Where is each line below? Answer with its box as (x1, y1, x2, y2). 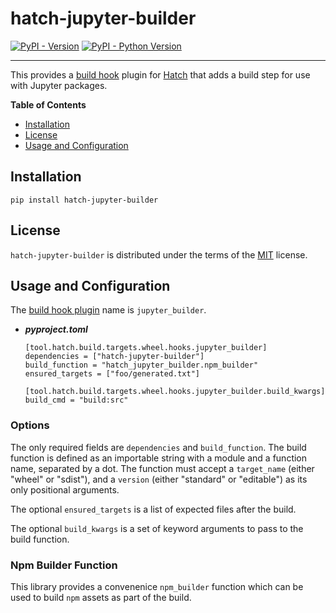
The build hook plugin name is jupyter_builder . (10, 304, 207, 316)
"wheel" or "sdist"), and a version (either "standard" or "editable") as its (10, 473, 308, 485)
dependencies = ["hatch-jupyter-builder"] (24, 352, 205, 362)
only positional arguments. (10, 483, 120, 496)
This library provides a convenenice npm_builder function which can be (10, 580, 304, 592)
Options (10, 418, 50, 432)
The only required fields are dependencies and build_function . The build (10, 441, 307, 453)
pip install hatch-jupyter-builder (10, 195, 159, 205)
